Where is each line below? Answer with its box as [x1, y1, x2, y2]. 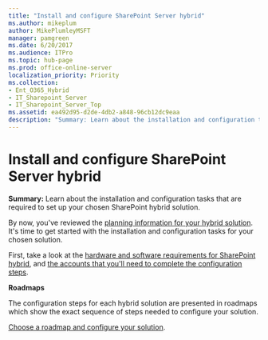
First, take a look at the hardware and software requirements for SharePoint [8, 250, 256, 260]
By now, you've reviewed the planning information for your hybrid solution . [8, 218, 254, 227]
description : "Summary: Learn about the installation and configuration [8, 116, 255, 124]
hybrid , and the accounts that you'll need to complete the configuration [8, 258, 242, 268]
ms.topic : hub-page [8, 57, 73, 65]
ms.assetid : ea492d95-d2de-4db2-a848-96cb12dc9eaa [8, 109, 180, 117]
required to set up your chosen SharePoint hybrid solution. [8, 202, 201, 212]
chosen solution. [8, 234, 63, 244]
